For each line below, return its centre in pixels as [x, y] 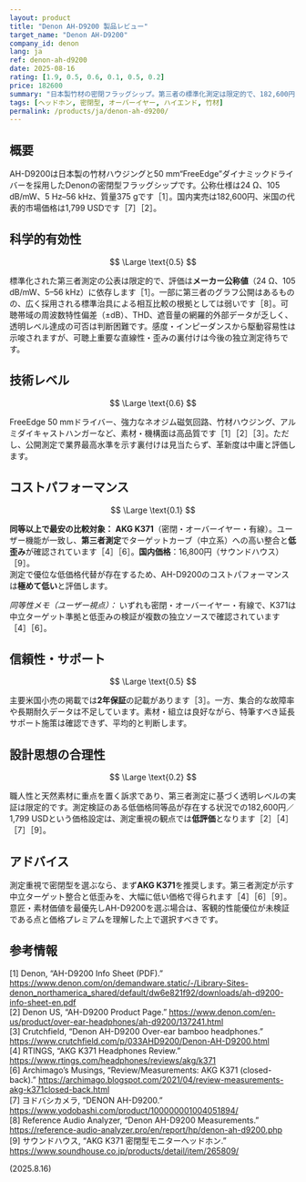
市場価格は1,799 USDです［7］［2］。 [93, 208]
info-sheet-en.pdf [43, 1002]
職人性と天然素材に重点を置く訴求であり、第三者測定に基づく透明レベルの [149, 796]
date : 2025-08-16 [42, 69]
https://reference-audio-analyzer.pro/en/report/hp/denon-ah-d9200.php [146, 1129]
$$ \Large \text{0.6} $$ [153, 402]
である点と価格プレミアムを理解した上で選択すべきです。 [116, 919]
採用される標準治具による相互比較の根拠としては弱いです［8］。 [161, 303]
